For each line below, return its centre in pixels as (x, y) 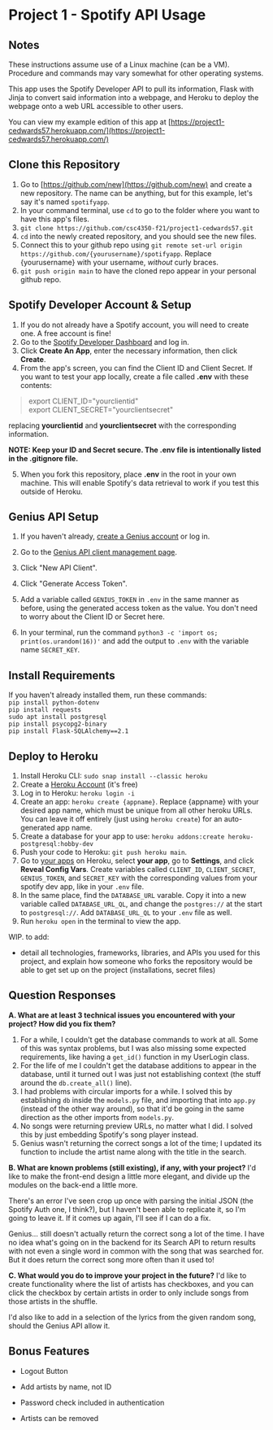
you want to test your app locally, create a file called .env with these (134, 377)
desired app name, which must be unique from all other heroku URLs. (136, 810)
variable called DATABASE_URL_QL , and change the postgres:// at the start (141, 904)
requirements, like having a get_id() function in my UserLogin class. (134, 1057)
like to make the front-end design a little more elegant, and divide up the (129, 1176)
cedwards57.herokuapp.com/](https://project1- (87, 131)
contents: (36, 385)
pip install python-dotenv (54, 703)
